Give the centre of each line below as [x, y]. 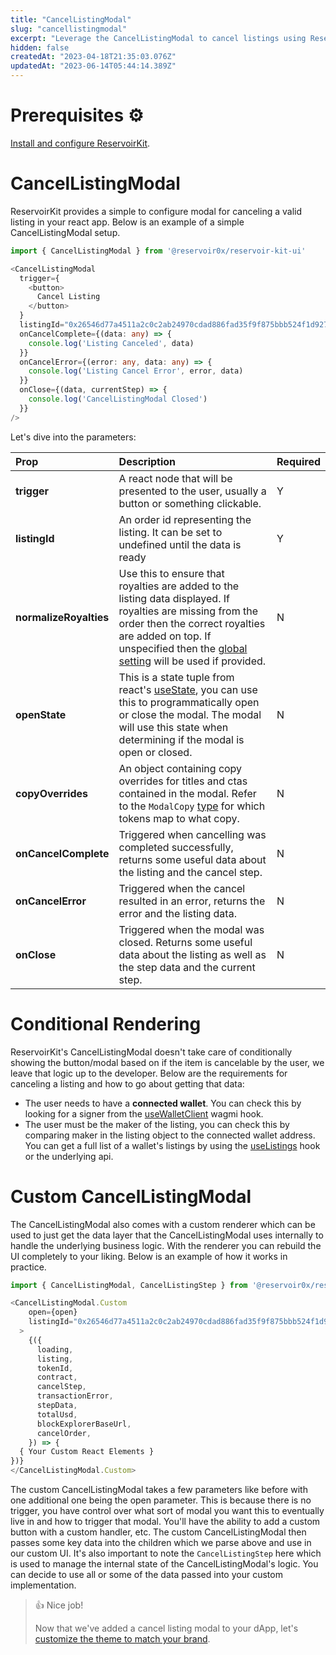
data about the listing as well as [192, 954]
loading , [55, 1349]
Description [147, 461]
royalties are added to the [179, 586]
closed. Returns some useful [185, 942]
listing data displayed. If [174, 598]
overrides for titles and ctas [183, 781]
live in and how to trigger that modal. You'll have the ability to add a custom [165, 1521]
